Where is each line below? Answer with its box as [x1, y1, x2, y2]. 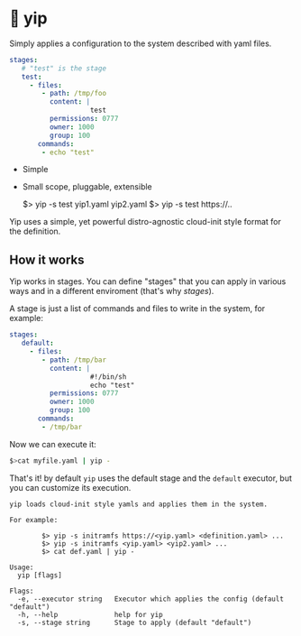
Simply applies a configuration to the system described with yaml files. [9, 38, 272, 49]
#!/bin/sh [89, 372, 127, 382]
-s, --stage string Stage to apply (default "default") [17, 618, 252, 627]
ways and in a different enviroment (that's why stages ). [9, 286, 214, 297]
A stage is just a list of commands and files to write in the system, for [9, 303, 266, 314]
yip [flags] [17, 570, 63, 580]
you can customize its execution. [9, 482, 132, 493]
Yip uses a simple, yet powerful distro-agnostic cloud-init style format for [9, 217, 281, 227]
